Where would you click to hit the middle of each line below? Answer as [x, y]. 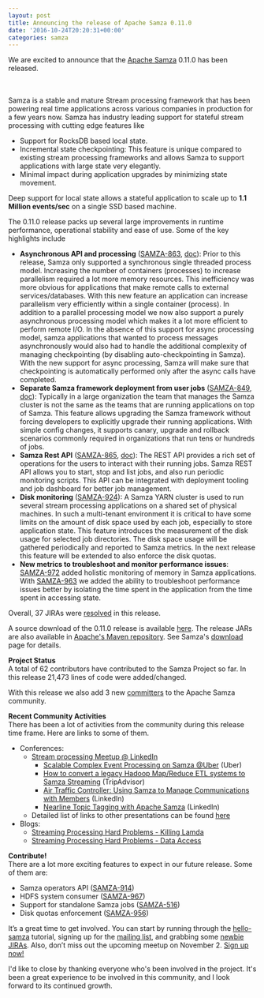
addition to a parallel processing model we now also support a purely [132, 313]
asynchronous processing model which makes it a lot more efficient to [134, 321]
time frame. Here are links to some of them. [79, 733]
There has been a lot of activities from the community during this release [126, 725]
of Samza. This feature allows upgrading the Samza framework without [135, 413]
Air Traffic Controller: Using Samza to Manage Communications [146, 790]
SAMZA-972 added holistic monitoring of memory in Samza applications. [138, 572]
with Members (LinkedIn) [84, 799]
